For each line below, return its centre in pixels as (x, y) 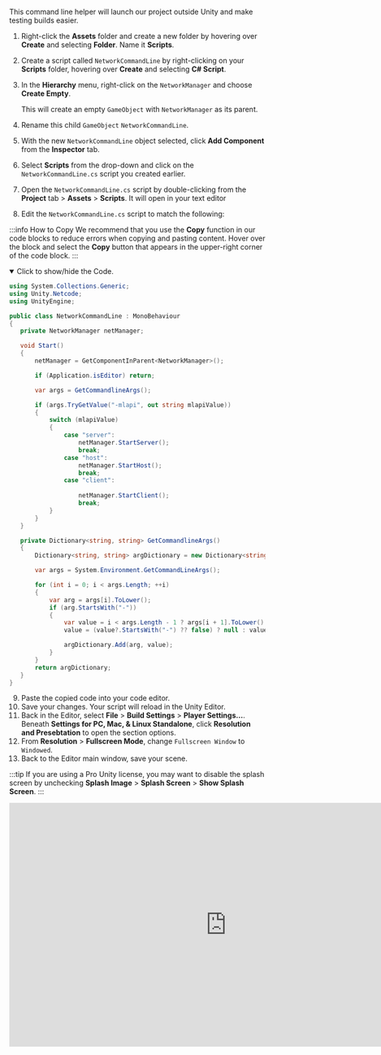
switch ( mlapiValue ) (84, 420)
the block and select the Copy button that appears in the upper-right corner (136, 247)
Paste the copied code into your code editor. (95, 698)
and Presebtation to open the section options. (99, 733)
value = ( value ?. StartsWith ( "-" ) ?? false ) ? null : (155, 630)
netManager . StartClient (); (124, 496)
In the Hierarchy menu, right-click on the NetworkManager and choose (136, 85)
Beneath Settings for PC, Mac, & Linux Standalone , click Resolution (136, 724)
